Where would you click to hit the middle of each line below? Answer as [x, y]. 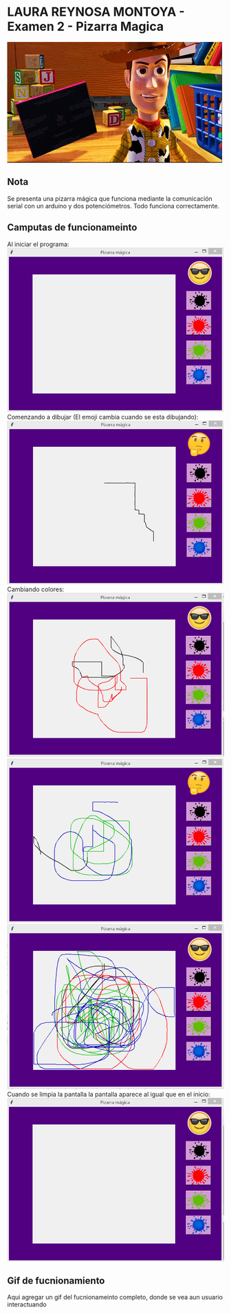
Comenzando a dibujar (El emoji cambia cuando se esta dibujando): [103, 417]
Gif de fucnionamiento [56, 1281]
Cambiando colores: [36, 589]
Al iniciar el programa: [38, 244]
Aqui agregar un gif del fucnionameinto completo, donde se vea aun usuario [115, 1297]
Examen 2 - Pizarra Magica [85, 26]
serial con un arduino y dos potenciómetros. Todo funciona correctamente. [113, 206]
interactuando [27, 1304]
